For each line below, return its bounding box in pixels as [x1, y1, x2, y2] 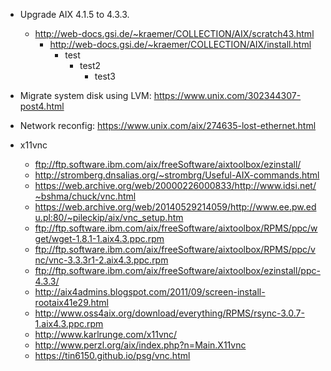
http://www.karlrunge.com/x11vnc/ [34, 329, 178, 340]
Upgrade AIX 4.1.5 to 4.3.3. [19, 9, 130, 20]
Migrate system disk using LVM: [19, 90, 152, 101]
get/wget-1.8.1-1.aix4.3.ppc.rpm [34, 233, 165, 244]
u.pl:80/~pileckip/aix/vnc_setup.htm [34, 212, 184, 223]
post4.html [19, 100, 65, 112]
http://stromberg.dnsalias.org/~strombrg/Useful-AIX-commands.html [34, 169, 320, 181]
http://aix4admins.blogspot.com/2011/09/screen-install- [34, 286, 266, 298]
